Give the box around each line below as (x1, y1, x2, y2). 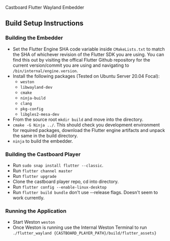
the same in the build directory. (12, 132, 78, 139)
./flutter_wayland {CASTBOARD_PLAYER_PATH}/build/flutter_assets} (12, 231, 157, 236)
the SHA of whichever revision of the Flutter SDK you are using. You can (12, 51, 164, 58)
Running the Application (5, 207, 67, 215)
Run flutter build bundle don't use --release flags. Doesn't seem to (12, 189, 158, 195)
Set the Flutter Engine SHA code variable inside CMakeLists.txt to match (12, 46, 165, 52)
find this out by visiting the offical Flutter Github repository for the (12, 57, 150, 63)
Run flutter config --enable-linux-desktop (12, 183, 107, 190)
